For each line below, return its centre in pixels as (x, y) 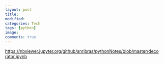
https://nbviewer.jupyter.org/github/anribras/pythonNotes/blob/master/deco (82, 51)
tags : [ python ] (21, 28)
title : (12, 14)
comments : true (21, 37)
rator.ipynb (16, 56)
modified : (15, 19)
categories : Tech (23, 23)
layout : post (18, 10)
